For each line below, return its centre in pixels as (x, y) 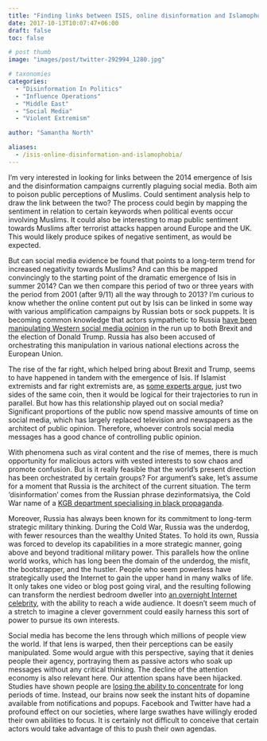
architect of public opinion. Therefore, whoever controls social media (121, 428)
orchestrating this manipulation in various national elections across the (124, 345)
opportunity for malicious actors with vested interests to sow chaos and (126, 461)
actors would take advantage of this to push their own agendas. (112, 728)
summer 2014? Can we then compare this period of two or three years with (131, 286)
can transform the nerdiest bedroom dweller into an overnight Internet (123, 594)
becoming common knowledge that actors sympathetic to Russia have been (132, 320)
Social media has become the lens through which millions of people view (128, 635)
